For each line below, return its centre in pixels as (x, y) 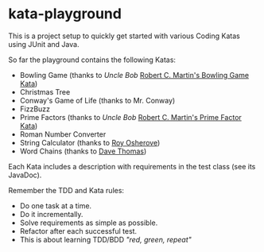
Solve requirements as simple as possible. (89, 223)
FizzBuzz (35, 109)
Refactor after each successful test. (78, 231)
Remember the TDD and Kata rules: (66, 190)
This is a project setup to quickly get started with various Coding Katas (124, 36)
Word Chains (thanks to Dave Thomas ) (83, 151)
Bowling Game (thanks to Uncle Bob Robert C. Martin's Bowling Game (134, 75)
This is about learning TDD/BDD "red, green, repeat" (106, 239)
